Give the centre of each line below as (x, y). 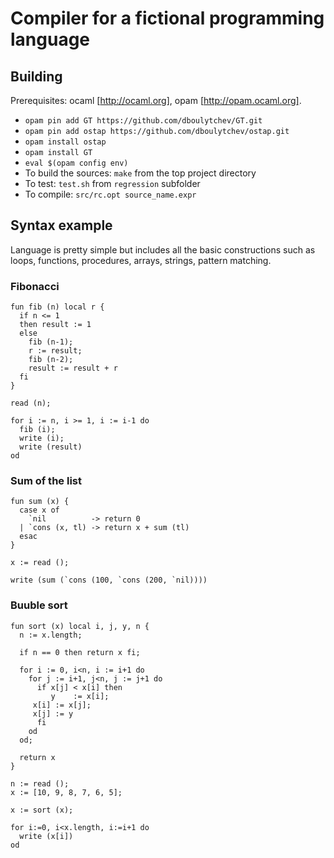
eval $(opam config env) (76, 163)
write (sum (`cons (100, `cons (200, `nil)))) (109, 580)
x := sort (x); (42, 810)
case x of (39, 510)
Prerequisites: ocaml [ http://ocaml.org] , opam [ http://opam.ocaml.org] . (156, 100)
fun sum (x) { (40, 502)
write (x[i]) (46, 836)
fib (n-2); (51, 360)
